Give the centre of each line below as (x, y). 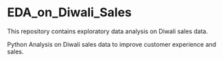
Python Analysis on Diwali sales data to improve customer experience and (112, 44)
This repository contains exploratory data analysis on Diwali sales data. (107, 31)
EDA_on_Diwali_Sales (70, 13)
